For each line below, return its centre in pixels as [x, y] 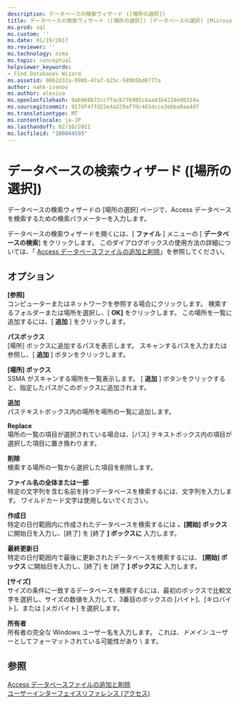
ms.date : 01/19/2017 [38, 41]
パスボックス [26, 337]
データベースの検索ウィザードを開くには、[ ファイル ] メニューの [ [105, 234]
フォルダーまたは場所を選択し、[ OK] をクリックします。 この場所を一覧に [123, 313]
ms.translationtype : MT [43, 113]
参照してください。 [200, 252]
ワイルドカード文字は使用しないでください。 [87, 501]
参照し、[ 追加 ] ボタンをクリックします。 [68, 354]
